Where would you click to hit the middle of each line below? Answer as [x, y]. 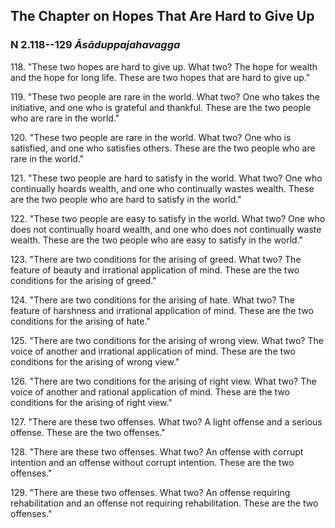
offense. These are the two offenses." [88, 432]
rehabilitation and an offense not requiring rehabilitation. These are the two [164, 503]
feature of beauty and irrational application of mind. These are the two [155, 270]
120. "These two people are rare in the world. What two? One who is [151, 137]
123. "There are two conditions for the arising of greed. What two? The [156, 259]
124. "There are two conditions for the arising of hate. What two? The [152, 300]
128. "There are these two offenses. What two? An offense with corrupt [157, 451]
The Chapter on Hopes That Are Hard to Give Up [162, 16]
